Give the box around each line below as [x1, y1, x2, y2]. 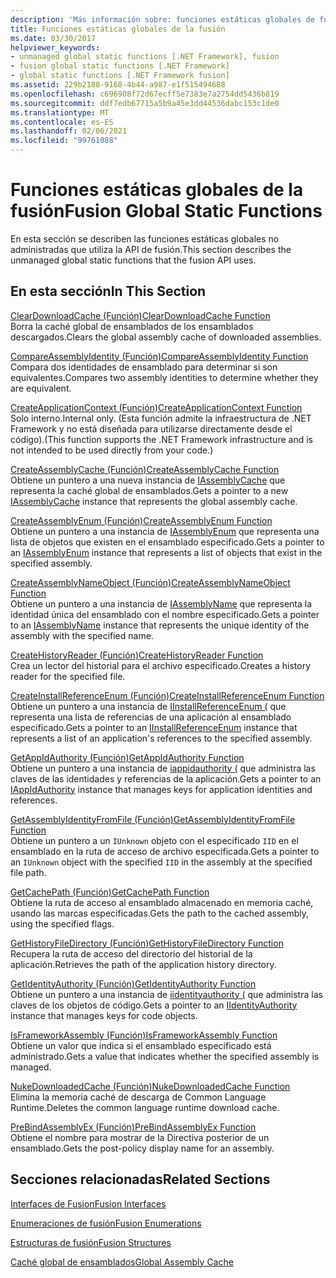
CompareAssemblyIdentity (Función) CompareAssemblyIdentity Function [10, 350, 309, 362]
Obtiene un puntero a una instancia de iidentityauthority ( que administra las [10, 988, 323, 1000]
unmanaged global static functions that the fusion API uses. [10, 254, 257, 266]
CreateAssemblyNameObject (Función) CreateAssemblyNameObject [10, 576, 291, 588]
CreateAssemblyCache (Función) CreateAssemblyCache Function [10, 463, 280, 475]
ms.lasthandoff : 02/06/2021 [10, 126, 128, 136]
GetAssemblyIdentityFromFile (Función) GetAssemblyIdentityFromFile [10, 813, 296, 825]
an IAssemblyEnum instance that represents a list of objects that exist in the [10, 546, 323, 558]
